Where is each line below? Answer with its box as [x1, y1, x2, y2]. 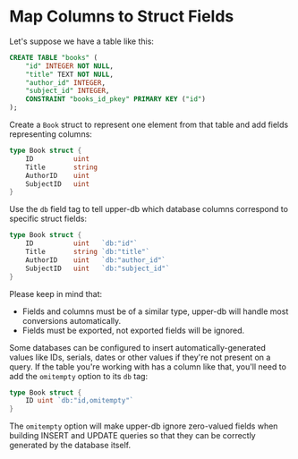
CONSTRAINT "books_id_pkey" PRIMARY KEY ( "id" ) [25, 95, 206, 104]
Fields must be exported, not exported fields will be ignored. [21, 325, 245, 336]
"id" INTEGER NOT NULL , [25, 61, 115, 71]
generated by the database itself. [9, 440, 132, 451]
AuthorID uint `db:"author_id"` [25, 255, 166, 265]
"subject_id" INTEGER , [25, 87, 110, 96]
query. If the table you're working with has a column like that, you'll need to [9, 361, 286, 372]
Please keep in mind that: [9, 288, 103, 299]
